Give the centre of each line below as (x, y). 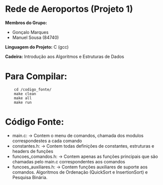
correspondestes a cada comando (47, 141)
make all (23, 98)
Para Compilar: (36, 77)
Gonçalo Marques (30, 32)
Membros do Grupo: (26, 23)
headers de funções (33, 151)
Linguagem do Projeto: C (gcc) (37, 47)
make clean (25, 94)
